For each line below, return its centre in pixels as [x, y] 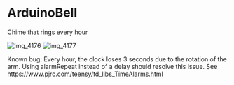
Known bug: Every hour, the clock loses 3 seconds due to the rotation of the [117, 59]
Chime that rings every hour [48, 32]
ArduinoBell [42, 13]
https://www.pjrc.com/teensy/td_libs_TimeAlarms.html [85, 74]
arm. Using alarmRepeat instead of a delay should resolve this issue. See [112, 66]
